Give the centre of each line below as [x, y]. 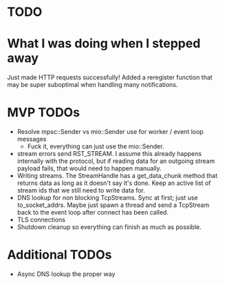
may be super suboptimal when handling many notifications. [93, 85]
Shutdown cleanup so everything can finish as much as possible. [109, 227]
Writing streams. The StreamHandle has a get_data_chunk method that [117, 176]
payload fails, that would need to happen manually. [89, 168]
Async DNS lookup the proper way [66, 274]
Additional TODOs [60, 255]
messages [32, 139]
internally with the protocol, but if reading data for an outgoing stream [116, 161]
